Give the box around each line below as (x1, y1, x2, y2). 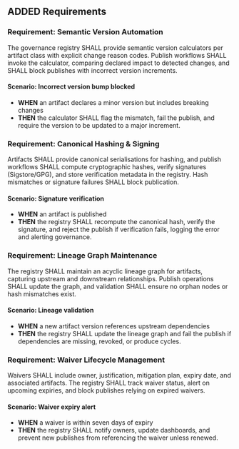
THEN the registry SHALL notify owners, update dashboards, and (17, 426, 210, 435)
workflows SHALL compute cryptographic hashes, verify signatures (7, 163, 207, 171)
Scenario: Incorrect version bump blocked (7, 82, 136, 91)
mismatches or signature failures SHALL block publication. (7, 178, 180, 186)
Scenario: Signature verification (7, 194, 105, 203)
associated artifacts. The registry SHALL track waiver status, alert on (7, 378, 210, 388)
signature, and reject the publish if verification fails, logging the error (17, 225, 220, 234)
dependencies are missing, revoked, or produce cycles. (17, 337, 181, 345)
